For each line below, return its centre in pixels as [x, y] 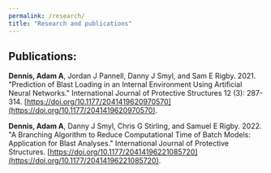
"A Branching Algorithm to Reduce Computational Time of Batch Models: [130, 135]
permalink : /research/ [47, 16]
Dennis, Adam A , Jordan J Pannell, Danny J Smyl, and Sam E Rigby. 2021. [132, 76]
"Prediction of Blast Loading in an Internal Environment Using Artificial [125, 84]
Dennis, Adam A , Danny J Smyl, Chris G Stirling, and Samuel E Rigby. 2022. [135, 126]
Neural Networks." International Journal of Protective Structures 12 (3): [127, 93]
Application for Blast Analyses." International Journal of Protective [119, 144]
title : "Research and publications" [70, 24]
